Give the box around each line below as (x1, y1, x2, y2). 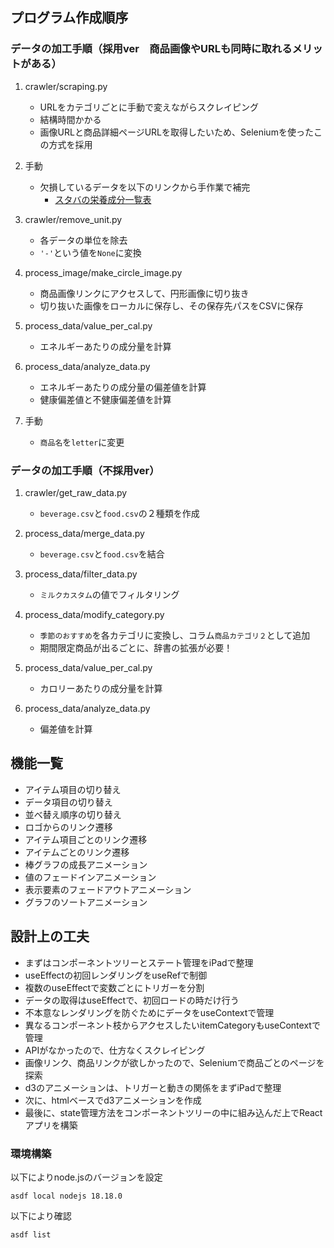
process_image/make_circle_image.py (24, 266, 183, 278)
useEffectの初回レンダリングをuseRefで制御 (24, 969, 208, 981)
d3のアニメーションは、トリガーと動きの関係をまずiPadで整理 (24, 1081, 282, 1093)
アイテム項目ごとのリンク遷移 (24, 833, 148, 845)
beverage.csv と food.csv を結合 (39, 548, 165, 560)
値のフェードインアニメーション (24, 871, 157, 883)
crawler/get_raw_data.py (24, 486, 128, 498)
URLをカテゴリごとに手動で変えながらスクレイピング (39, 101, 259, 113)
